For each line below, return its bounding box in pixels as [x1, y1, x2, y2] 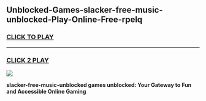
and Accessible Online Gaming [6, 88, 86, 95]
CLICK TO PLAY [6, 33, 54, 42]
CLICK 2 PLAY [6, 56, 49, 64]
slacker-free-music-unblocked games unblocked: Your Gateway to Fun [6, 81, 192, 88]
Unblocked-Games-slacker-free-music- [6, 5, 164, 15]
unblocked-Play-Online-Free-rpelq [6, 15, 143, 25]
